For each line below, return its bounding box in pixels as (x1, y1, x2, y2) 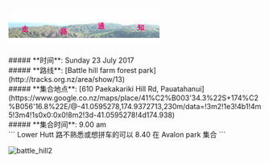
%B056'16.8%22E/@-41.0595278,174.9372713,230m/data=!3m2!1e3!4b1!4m (8, 102, 262, 111)
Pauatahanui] (160, 84, 205, 93)
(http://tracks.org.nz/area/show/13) (8, 75, 126, 84)
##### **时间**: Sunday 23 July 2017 (8, 55, 134, 65)
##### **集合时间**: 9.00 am (8, 120, 107, 129)
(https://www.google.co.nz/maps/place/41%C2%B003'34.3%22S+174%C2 (8, 93, 259, 103)
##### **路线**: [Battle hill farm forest (8, 66, 137, 75)
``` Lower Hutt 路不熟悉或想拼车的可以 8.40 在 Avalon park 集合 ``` (8, 130, 226, 139)
